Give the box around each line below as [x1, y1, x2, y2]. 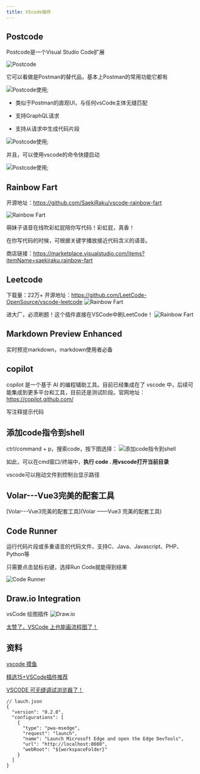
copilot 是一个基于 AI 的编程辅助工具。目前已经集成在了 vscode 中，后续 [6, 381, 188, 388]
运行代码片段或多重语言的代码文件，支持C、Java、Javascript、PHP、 [6, 543, 182, 550]
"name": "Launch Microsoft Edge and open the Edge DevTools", [22, 736, 184, 742]
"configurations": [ [12, 714, 64, 720]
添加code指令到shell [6, 428, 85, 438]
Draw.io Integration [6, 593, 81, 604]
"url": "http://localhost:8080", [22, 741, 108, 747]
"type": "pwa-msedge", [22, 725, 80, 731]
